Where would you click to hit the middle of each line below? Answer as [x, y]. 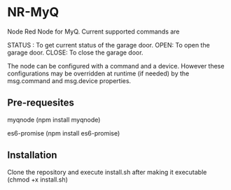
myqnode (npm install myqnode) [54, 119]
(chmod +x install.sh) [38, 180]
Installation [32, 155]
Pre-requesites [41, 103]
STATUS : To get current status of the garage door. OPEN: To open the [108, 45]
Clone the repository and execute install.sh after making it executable [107, 172]
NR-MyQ [33, 12]
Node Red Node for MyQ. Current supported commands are [93, 31]
